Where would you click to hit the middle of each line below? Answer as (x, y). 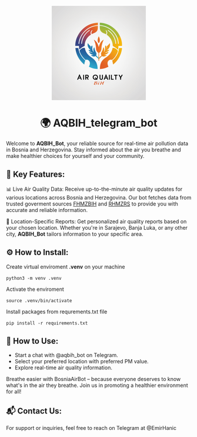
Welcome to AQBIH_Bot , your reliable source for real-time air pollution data (97, 143)
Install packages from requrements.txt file (57, 312)
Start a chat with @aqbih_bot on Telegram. (66, 355)
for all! (14, 392)
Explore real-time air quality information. (64, 368)
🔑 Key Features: (36, 175)
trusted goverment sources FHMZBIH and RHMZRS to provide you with (92, 204)
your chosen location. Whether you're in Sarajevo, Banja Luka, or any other (97, 227)
